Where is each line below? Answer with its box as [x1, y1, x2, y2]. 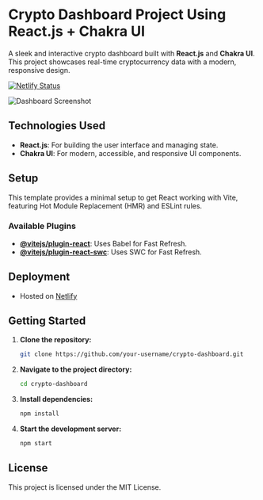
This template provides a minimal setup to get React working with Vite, [8, 193, 238, 202]
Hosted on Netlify [19, 291, 78, 300]
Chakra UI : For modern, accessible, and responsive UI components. [19, 148, 242, 158]
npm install [19, 410, 59, 418]
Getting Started [8, 315, 86, 328]
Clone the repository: [19, 335, 92, 345]
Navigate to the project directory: [19, 365, 132, 374]
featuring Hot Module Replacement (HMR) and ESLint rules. [8, 200, 203, 211]
